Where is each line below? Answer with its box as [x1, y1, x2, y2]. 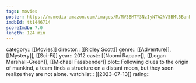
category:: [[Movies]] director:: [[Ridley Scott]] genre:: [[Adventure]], [6, 46, 171, 53]
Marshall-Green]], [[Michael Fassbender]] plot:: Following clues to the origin [6, 59, 189, 66]
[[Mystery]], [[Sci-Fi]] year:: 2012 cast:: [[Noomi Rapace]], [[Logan [6, 52, 166, 59]
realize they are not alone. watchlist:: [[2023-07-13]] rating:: [6, 71, 150, 78]
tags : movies [6, 8, 38, 15]
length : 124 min [6, 30, 45, 36]
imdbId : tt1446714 [6, 19, 51, 25]
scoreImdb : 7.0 [6, 24, 43, 31]
